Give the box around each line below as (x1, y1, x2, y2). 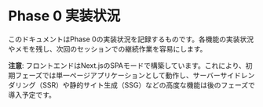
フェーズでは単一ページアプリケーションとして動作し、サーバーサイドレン (14, 70, 255, 80)
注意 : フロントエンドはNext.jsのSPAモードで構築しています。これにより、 (8, 60, 246, 70)
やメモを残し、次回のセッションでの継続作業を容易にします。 (8, 44, 207, 53)
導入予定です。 (8, 90, 57, 99)
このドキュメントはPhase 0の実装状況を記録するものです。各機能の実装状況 (8, 34, 254, 44)
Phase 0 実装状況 (8, 7, 121, 25)
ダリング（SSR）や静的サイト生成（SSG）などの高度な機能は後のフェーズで (8, 80, 255, 90)
